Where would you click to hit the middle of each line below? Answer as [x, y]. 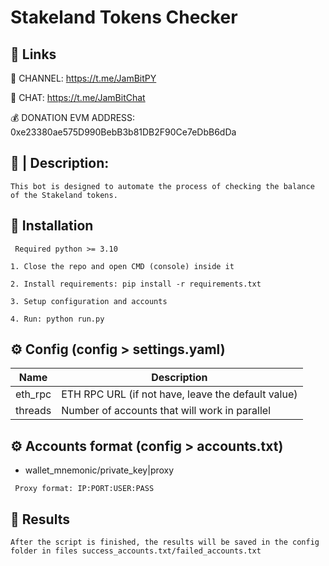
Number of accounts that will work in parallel [166, 411]
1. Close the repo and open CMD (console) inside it [122, 266]
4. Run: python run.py [57, 319]
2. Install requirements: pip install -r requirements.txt [136, 284]
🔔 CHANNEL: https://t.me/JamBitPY [83, 78]
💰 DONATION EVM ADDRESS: [73, 117]
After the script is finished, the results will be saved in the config [165, 542]
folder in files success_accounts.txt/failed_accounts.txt [136, 551]
